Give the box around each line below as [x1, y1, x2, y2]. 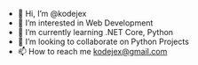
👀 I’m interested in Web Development [17, 18, 154, 28]
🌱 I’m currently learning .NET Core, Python [17, 27, 174, 37]
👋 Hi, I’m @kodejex [17, 9, 87, 18]
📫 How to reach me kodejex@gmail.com [17, 47, 168, 56]
